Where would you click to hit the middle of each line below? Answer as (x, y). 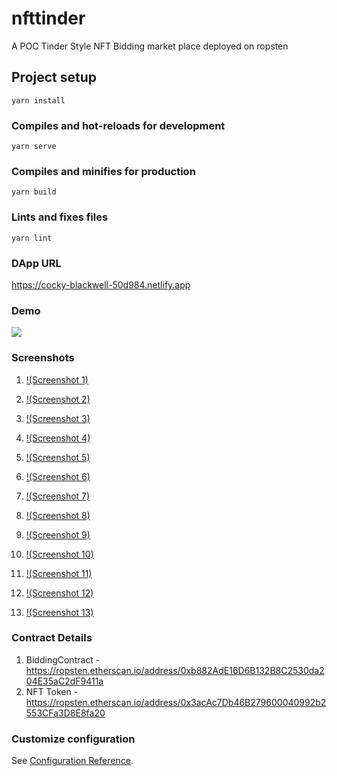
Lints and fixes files (60, 217)
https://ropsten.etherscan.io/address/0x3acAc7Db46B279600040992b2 (176, 702)
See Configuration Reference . (72, 761)
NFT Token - (52, 691)
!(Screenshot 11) (59, 573)
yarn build (34, 192)
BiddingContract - (63, 659)
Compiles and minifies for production (103, 171)
